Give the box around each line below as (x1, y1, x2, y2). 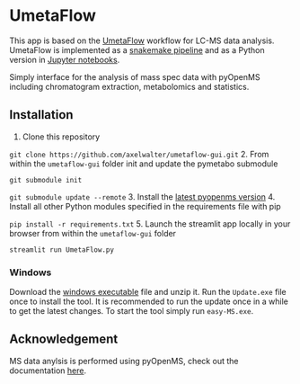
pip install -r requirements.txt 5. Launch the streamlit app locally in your (9, 218, 291, 229)
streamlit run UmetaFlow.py (9, 245, 115, 255)
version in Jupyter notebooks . (9, 54, 120, 65)
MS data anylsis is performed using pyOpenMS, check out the (9, 355, 239, 366)
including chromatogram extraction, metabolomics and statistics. (9, 81, 250, 92)
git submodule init (9, 175, 83, 184)
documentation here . (9, 365, 87, 376)
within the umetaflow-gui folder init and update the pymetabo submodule (9, 158, 278, 169)
